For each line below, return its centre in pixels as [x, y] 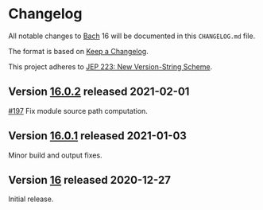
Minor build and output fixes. [55, 155]
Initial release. [31, 199]
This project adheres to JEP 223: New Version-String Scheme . [110, 66]
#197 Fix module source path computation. [78, 111]
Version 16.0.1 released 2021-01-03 [97, 136]
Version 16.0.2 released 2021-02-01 [99, 92]
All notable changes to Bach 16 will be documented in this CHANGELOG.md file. [132, 36]
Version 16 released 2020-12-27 [89, 180]
